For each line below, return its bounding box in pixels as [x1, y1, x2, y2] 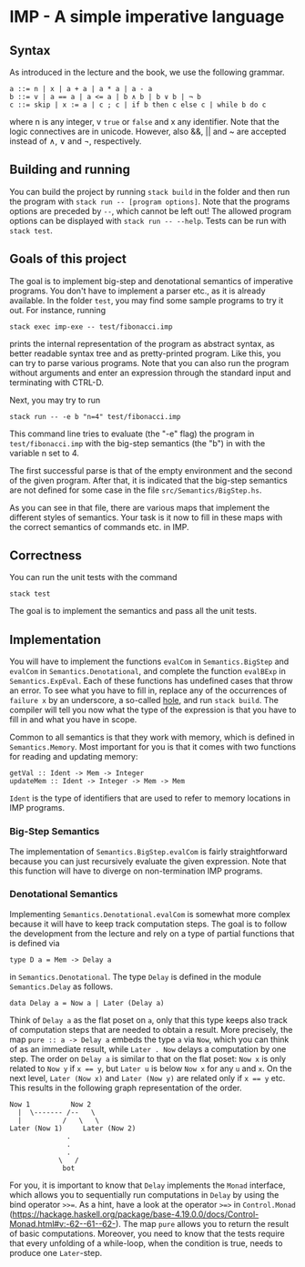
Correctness [9, 548, 82, 564]
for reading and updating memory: [9, 751, 138, 762]
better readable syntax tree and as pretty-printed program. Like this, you [9, 348, 281, 359]
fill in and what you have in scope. [9, 714, 137, 725]
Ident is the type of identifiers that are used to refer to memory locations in [9, 792, 291, 803]
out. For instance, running [9, 304, 107, 315]
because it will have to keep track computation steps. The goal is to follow [9, 918, 288, 929]
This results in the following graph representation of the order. [9, 1082, 243, 1093]
